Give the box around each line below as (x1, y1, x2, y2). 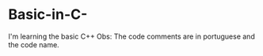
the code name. (8, 39, 59, 49)
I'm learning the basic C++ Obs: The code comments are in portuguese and (8, 32, 255, 41)
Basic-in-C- (8, 6, 88, 24)
